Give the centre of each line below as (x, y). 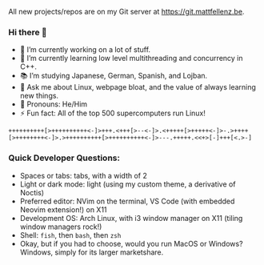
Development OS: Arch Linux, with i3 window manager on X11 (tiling (131, 218)
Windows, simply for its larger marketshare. (92, 252)
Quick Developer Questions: (64, 158)
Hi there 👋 (28, 32)
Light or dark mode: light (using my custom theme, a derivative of (128, 184)
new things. (39, 96)
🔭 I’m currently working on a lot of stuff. (85, 50)
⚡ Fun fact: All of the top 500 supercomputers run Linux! (113, 113)
